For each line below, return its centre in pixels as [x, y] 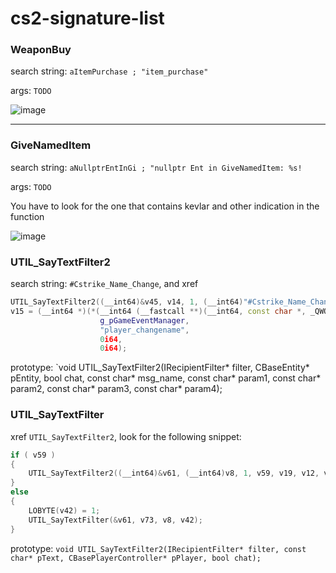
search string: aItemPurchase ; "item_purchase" [109, 71]
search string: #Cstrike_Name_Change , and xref [104, 284]
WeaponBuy [41, 50]
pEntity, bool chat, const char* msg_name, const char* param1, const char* [166, 378]
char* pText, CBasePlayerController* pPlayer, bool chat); [136, 558]
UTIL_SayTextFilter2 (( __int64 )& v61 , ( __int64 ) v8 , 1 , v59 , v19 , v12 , [174, 473]
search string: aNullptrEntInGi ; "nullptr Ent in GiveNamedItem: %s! [156, 167]
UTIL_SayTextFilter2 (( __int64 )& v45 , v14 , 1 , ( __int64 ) [127, 302]
